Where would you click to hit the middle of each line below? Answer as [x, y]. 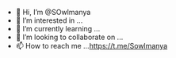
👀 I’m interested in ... [49, 20]
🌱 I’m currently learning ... [58, 29]
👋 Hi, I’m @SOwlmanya [53, 12]
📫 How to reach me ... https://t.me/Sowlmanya [92, 46]
